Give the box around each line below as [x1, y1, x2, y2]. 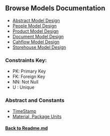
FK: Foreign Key [12, 74, 45, 80]
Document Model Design [12, 33, 64, 39]
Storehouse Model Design [12, 44, 66, 50]
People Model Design [12, 23, 57, 29]
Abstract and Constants [5, 97, 65, 104]
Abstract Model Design [12, 17, 60, 23]
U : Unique [12, 84, 35, 90]
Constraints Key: [5, 56, 47, 63]
